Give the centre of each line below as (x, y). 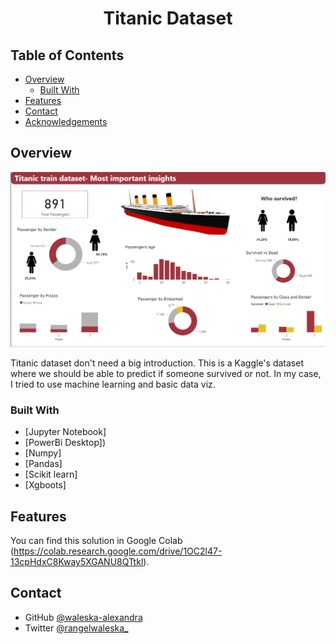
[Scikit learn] (51, 474)
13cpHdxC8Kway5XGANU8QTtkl (77, 561)
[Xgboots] (45, 485)
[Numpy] (43, 453)
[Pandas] (43, 464)
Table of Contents (67, 55)
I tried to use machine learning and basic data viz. (113, 384)
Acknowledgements (66, 121)
